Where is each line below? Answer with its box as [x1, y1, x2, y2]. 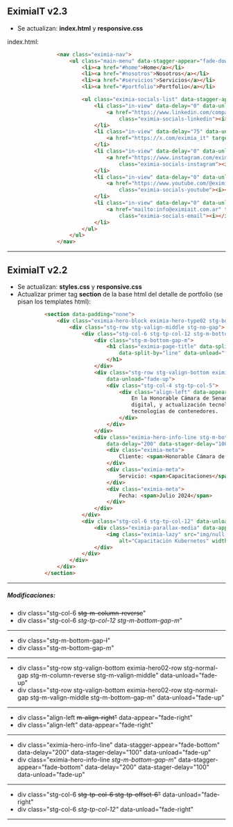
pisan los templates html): [17, 297, 92, 306]
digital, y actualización [131, 402, 207, 409]
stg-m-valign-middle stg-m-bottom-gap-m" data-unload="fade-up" [30, 693, 225, 702]
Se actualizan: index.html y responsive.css [17, 24, 144, 32]
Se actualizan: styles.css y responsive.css [17, 283, 142, 291]
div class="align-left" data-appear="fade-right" [17, 720, 154, 729]
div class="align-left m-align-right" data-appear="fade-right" [17, 713, 193, 721]
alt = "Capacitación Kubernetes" [119, 537, 209, 544]
